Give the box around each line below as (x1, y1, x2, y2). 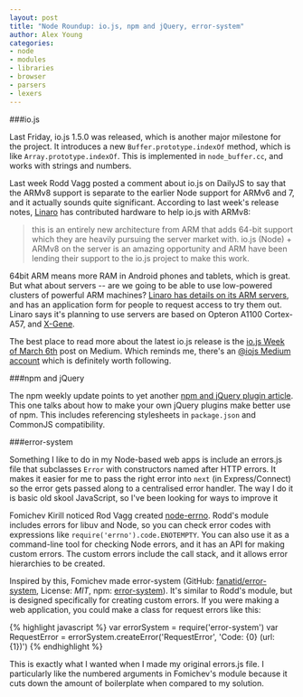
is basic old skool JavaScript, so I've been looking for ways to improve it (9, 492, 279, 503)
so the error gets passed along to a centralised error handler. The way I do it (9, 483, 294, 494)
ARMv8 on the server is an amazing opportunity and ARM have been (31, 243, 288, 254)
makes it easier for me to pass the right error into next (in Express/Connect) (9, 473, 291, 484)
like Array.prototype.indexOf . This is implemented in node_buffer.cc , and (9, 150, 283, 161)
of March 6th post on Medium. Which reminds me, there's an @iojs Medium (9, 345, 291, 356)
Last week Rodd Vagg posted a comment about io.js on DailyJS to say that (9, 177, 287, 188)
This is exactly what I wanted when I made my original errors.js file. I (9, 658, 264, 669)
